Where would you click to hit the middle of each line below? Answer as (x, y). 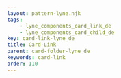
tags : (15, 20)
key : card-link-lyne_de (41, 39)
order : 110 (23, 64)
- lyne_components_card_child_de (67, 32)
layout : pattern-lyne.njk (44, 13)
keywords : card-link (37, 58)
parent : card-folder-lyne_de (49, 52)
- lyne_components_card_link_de (65, 26)
